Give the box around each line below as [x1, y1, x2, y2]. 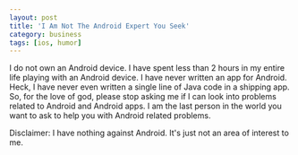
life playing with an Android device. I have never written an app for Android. [9, 73, 288, 83]
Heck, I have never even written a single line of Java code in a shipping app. [9, 82, 290, 92]
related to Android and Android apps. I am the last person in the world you [9, 100, 282, 112]
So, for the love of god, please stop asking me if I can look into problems [9, 91, 277, 102]
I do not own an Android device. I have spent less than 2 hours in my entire [9, 63, 285, 73]
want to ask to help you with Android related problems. [9, 110, 211, 121]
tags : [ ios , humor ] [9, 38, 82, 47]
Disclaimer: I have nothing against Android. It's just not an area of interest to [9, 127, 289, 139]
